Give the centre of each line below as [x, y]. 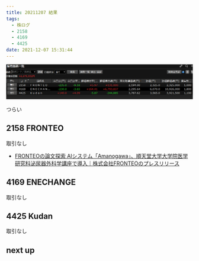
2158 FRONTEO [35, 128]
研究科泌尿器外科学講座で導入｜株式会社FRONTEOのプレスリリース [97, 163]
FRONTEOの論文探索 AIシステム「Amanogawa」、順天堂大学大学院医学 [101, 156]
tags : [13, 19]
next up [20, 250]
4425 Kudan [30, 216]
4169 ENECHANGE [41, 183]
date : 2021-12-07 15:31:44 [39, 50]
